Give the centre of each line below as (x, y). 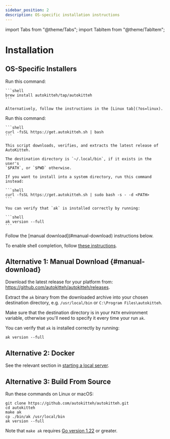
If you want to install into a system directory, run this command (79, 177)
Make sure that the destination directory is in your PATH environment (77, 312)
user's (12, 163)
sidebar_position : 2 (27, 10)
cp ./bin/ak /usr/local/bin (35, 416)
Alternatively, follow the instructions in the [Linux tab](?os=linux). (84, 109)
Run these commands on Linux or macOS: (50, 394)
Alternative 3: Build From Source (58, 381)
